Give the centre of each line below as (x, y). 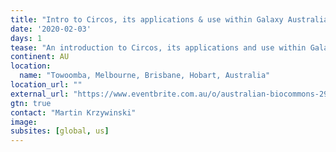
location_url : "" (46, 85)
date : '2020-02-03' (51, 29)
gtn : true (31, 103)
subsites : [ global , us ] (60, 131)
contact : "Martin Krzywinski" (73, 112)
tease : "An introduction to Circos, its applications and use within (158, 47)
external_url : (40, 94)
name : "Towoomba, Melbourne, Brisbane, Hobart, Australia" (145, 76)
